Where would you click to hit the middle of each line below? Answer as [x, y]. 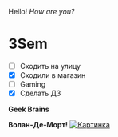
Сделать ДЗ [40, 93]
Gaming [33, 84]
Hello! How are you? [41, 12]
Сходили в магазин [53, 75]
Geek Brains [29, 109]
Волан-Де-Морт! [38, 125]
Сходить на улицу [50, 66]
